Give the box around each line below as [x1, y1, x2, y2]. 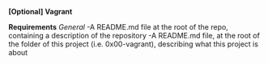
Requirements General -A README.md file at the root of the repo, [8, 22, 228, 31]
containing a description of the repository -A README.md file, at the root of [8, 31, 261, 40]
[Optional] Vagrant [8, 7, 73, 16]
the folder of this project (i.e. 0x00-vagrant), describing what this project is [8, 39, 259, 49]
